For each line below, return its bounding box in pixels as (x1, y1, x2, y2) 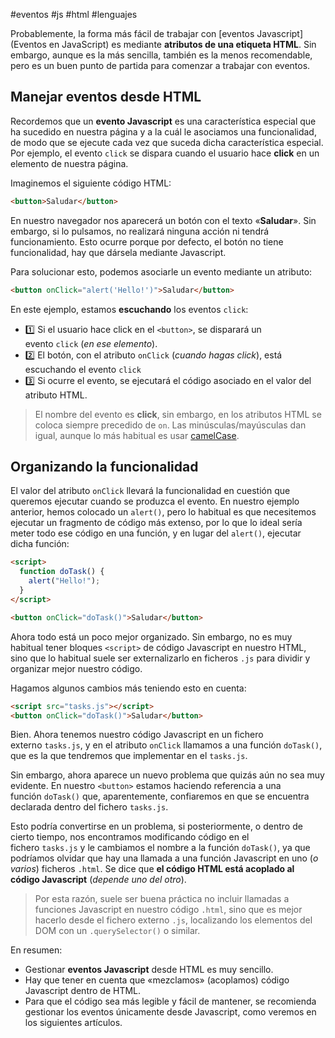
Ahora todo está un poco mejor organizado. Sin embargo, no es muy (10, 630, 293, 643)
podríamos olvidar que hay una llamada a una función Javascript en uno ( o (10, 852, 319, 864)
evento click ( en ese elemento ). (24, 337, 158, 349)
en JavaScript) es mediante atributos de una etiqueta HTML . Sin (48, 39, 317, 50)
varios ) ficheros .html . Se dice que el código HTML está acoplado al (10, 863, 295, 875)
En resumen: (10, 944, 63, 956)
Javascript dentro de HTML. (24, 985, 142, 997)
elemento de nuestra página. (10, 157, 129, 169)
